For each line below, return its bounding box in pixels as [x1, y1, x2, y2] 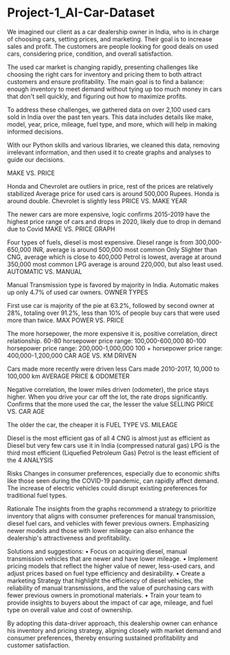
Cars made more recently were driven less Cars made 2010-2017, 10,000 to [7, 364, 220, 373]
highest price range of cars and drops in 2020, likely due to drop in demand [7, 217, 221, 225]
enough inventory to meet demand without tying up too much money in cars [7, 85, 222, 93]
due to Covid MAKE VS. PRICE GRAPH [7, 225, 115, 233]
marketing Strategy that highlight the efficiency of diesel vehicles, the [7, 576, 204, 585]
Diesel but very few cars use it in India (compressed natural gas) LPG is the [7, 441, 220, 449]
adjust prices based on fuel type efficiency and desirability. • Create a [7, 569, 205, 577]
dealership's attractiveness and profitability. [7, 534, 132, 542]
